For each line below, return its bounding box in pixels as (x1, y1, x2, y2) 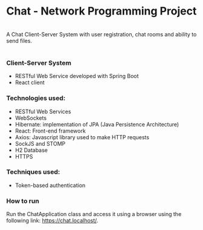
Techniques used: (6, 168, 60, 176)
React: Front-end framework (14, 127, 86, 134)
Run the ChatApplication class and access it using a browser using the (6, 211, 182, 218)
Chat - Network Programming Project (6, 4, 197, 18)
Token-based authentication (14, 182, 86, 189)
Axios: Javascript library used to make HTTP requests (14, 133, 150, 140)
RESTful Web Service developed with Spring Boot (14, 73, 139, 80)
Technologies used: (6, 94, 66, 102)
